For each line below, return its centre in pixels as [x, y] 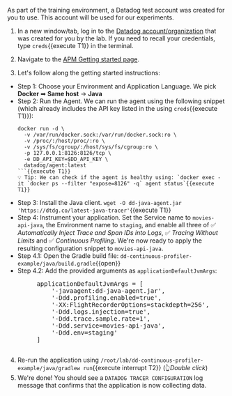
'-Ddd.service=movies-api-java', [108, 326]
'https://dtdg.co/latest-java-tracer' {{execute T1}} [94, 210]
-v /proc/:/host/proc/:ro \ [65, 141]
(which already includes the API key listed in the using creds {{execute [117, 108]
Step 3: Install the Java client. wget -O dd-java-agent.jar [100, 203]
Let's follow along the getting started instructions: [88, 73]
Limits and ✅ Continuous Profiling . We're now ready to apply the [109, 241]
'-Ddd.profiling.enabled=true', [107, 298]
